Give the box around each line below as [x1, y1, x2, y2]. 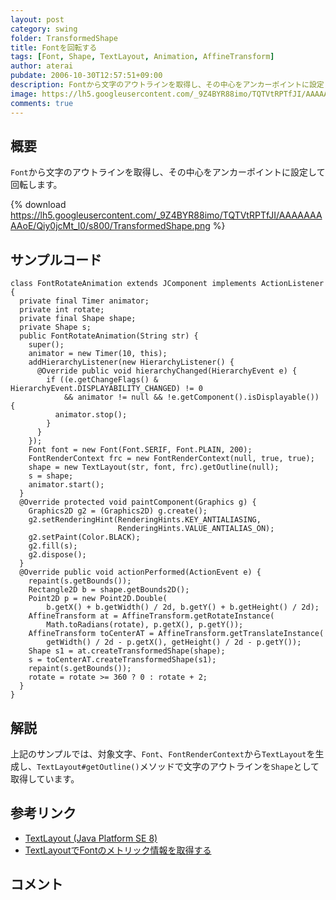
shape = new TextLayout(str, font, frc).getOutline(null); [28, 462, 280, 473]
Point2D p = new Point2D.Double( [28, 594, 168, 604]
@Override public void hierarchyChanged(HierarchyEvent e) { [36, 366, 298, 376]
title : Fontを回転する [10, 42, 98, 53]
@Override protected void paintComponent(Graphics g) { [19, 497, 257, 508]
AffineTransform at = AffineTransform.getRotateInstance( [28, 611, 275, 621]
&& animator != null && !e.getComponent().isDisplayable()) [63, 392, 320, 403]
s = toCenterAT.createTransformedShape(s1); [28, 655, 217, 665]
